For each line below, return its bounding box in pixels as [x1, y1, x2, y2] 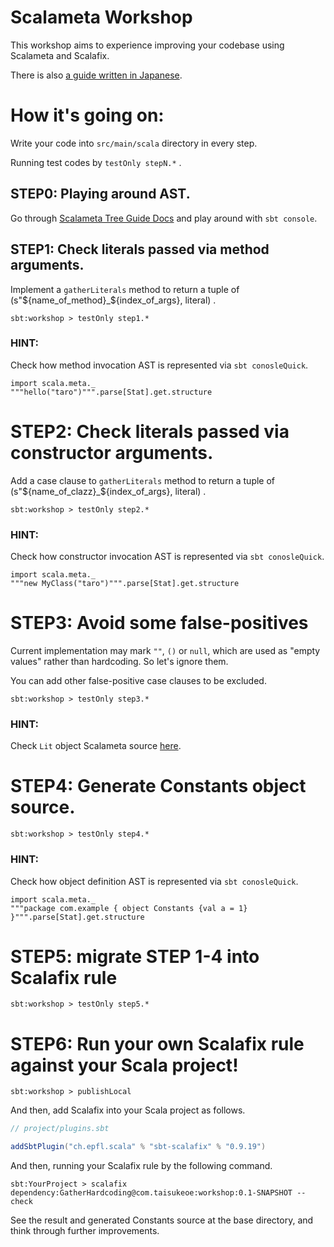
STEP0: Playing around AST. [10, 186, 191, 203]
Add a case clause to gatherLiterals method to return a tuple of [10, 474, 276, 486]
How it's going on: [10, 104, 165, 127]
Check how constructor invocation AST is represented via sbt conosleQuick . [10, 551, 325, 563]
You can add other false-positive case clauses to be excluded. [10, 674, 267, 686]
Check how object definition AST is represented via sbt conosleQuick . [10, 875, 299, 887]
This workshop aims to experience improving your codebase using [10, 39, 285, 51]
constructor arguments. [10, 441, 214, 464]
